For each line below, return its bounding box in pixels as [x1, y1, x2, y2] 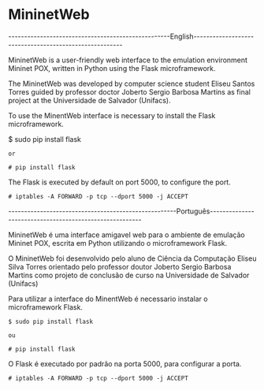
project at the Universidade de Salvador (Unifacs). [8, 95, 171, 105]
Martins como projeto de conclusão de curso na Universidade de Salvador [8, 270, 250, 280]
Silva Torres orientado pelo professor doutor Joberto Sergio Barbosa [8, 262, 232, 271]
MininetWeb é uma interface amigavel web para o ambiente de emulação [8, 230, 246, 240]
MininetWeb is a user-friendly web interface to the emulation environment [8, 55, 248, 65]
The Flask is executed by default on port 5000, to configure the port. [8, 177, 231, 187]
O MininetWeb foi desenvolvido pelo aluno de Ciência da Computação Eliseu [8, 254, 257, 263]
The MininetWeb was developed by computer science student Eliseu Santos [8, 79, 255, 88]
